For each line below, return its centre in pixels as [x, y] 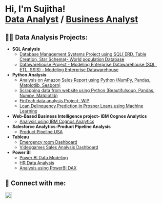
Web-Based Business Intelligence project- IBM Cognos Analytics [80, 116]
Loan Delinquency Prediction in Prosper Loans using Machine [81, 106]
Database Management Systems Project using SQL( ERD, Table [83, 54]
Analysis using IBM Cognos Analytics [57, 121]
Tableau [20, 137]
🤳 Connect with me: [35, 183]
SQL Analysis [26, 49]
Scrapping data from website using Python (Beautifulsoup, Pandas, [87, 90]
